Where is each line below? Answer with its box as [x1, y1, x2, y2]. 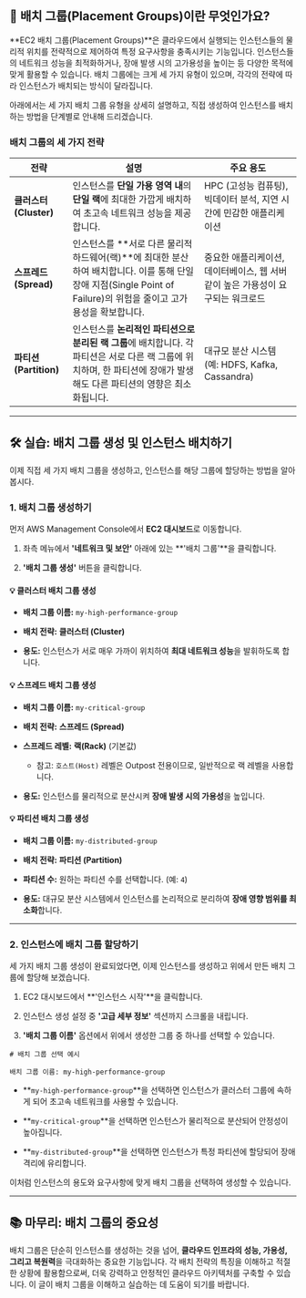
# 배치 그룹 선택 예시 [9, 1050, 80, 1059]
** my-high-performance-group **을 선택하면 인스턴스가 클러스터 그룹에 [22, 1085, 275, 1096]
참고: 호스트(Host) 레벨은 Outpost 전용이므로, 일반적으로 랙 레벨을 [36, 759, 270, 770]
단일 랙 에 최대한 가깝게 [72, 193, 164, 206]
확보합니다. [99, 306, 146, 319]
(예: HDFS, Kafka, [203, 358, 278, 371]
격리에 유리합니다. [22, 1158, 87, 1169]
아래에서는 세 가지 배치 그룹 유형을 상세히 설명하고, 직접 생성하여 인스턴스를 [9, 99, 277, 110]
